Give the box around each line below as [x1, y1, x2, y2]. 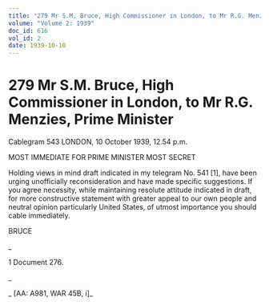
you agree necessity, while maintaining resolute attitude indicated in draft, [8, 186, 252, 195]
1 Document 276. [8, 258, 64, 267]
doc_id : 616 [8, 27, 48, 35]
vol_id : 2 [8, 34, 42, 43]
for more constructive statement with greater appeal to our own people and [8, 194, 257, 203]
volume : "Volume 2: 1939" [8, 19, 94, 27]
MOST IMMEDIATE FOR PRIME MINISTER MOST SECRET [8, 153, 196, 162]
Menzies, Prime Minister [8, 110, 174, 129]
